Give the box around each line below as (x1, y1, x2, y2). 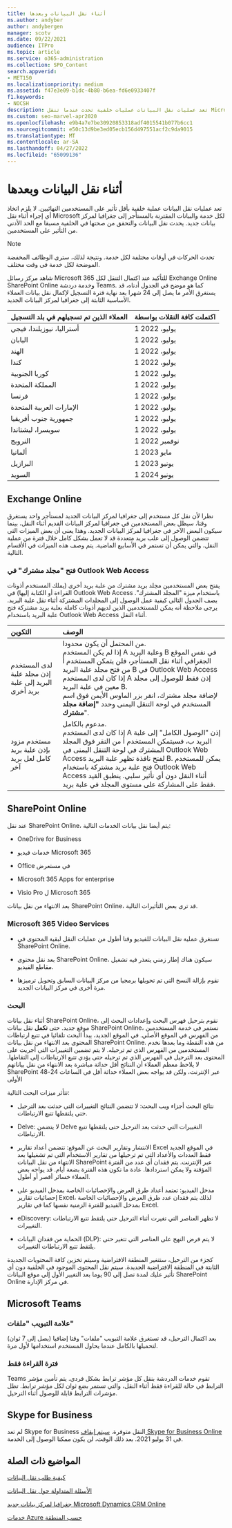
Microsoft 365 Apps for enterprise (17, 875, 115, 883)
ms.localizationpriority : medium (7, 81, 104, 88)
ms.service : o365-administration (7, 55, 104, 62)
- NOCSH (7, 100, 30, 107)
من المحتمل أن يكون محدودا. (62, 639, 146, 648)
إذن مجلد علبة (10, 668, 51, 678)
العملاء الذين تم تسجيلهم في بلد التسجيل (10, 312, 128, 321)
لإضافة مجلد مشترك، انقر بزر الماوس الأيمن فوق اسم (62, 690, 218, 700)
